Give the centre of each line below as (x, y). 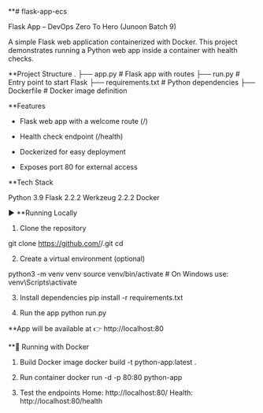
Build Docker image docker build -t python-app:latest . (108, 362)
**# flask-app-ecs (38, 11)
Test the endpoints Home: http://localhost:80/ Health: (106, 393)
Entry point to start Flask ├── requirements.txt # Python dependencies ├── (132, 82)
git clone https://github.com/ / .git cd (66, 243)
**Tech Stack (31, 182)
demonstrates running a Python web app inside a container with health (123, 50)
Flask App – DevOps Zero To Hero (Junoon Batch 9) (93, 26)
